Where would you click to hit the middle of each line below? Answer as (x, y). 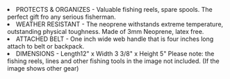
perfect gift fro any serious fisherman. (61, 17)
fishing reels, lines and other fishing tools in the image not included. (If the (114, 61)
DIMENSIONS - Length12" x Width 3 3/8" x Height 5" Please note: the (115, 54)
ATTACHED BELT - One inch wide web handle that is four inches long (115, 39)
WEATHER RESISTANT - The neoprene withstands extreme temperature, (120, 24)
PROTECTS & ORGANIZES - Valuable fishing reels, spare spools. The (115, 9)
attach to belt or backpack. (46, 46)
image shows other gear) (43, 68)
